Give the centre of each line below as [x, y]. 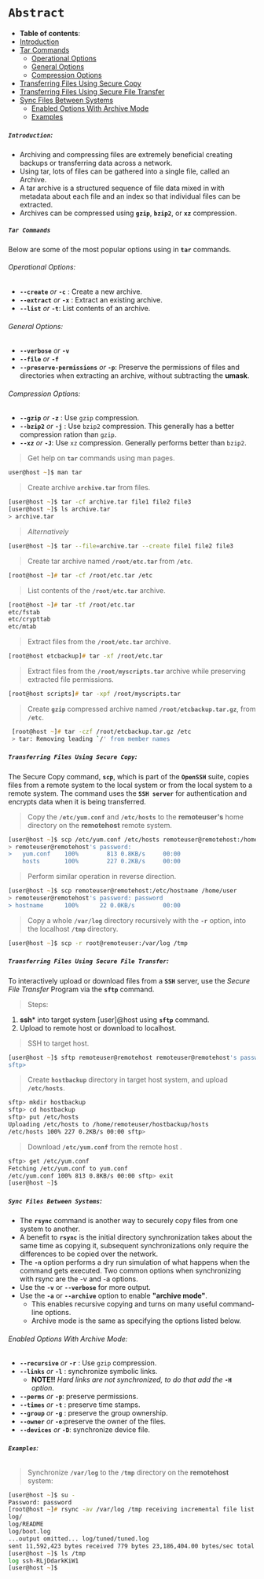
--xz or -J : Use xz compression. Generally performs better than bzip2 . [133, 443]
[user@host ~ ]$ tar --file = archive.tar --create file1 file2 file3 [121, 546]
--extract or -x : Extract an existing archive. [91, 300]
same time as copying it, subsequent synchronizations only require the [134, 1246]
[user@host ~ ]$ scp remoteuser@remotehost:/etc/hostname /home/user [123, 891]
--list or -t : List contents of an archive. [85, 309]
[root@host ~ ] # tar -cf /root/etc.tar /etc [81, 575]
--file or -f [39, 359]
